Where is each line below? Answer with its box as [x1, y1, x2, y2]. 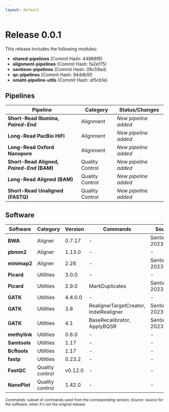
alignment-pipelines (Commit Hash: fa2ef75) [12, 61, 107, 67]
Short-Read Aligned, [8, 158, 59, 165]
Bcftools [8, 348, 29, 355]
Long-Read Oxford [8, 144, 54, 151]
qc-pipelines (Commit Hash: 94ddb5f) [12, 72, 93, 78]
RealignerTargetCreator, [89, 302, 146, 309]
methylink [8, 331, 33, 338]
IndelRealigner [89, 308, 123, 315]
